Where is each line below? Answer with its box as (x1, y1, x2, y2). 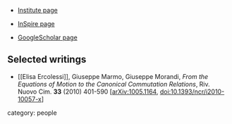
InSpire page (17, 20, 55, 27)
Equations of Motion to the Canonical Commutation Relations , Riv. (17, 80, 210, 88)
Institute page (17, 6, 58, 14)
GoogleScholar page (17, 33, 78, 42)
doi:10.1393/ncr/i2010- (159, 87, 225, 96)
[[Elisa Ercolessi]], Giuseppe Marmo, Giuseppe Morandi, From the (17, 72, 209, 80)
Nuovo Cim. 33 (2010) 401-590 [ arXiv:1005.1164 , (17, 87, 159, 96)
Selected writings (7, 54, 87, 66)
